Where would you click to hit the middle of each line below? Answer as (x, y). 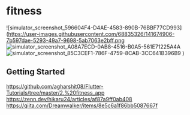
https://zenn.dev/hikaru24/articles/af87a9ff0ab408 (69, 99)
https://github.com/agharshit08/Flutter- (55, 86)
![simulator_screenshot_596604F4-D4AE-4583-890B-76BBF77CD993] (94, 28)
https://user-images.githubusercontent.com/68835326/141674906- (91, 34)
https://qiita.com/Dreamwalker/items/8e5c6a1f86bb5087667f (82, 105)
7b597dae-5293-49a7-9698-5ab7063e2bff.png (65, 40)
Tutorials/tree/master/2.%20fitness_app (55, 93)
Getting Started (36, 72)
